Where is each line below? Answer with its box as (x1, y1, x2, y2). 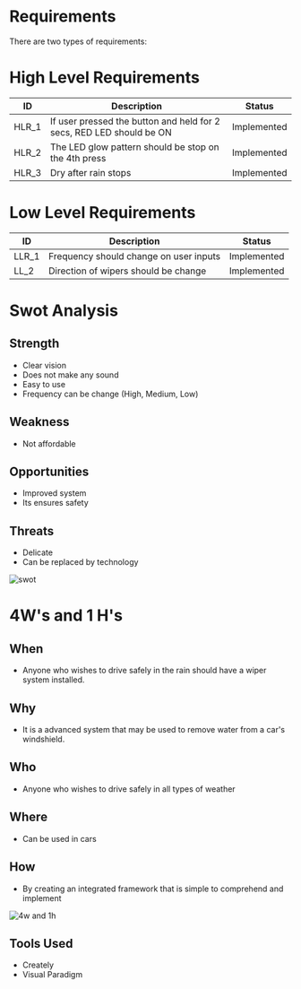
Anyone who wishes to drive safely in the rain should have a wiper (21, 665, 267, 676)
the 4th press (49, 152, 107, 164)
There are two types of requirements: (9, 36, 148, 47)
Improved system (21, 488, 87, 499)
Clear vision (21, 360, 67, 370)
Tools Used (9, 935, 73, 951)
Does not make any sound (21, 369, 119, 380)
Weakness (9, 414, 70, 429)
